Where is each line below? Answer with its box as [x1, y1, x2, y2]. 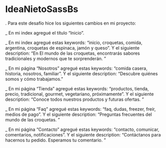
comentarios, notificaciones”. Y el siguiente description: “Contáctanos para [5, 131, 161, 137]
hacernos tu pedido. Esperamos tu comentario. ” [5, 137, 106, 143]
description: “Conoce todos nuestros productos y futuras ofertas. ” [5, 96, 144, 102]
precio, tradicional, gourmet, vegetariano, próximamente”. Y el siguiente [5, 91, 154, 97]
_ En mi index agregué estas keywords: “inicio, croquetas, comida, [5, 39, 142, 46]
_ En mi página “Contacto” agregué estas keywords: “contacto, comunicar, [5, 126, 159, 132]
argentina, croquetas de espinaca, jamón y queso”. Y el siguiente [5, 45, 140, 51]
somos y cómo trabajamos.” [5, 76, 63, 82]
